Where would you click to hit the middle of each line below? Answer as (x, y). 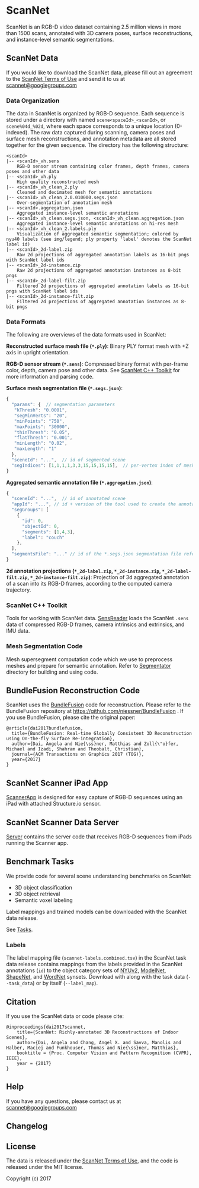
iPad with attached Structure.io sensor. (54, 804)
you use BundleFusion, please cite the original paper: (71, 718)
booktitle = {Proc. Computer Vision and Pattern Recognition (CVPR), (105, 1053)
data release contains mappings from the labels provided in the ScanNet (94, 964)
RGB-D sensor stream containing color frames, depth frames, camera (103, 166)
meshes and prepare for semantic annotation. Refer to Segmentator (89, 665)
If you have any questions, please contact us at (64, 1101)
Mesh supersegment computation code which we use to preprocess (89, 659)
